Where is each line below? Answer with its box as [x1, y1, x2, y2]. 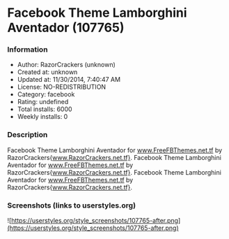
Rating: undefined [17, 98, 69, 106]
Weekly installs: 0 [17, 113, 68, 121]
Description [7, 130, 48, 140]
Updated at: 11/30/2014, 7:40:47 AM [17, 75, 120, 84]
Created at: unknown [17, 68, 78, 76]
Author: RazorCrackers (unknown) [17, 61, 116, 69]
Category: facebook [17, 90, 75, 99]
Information [7, 45, 48, 55]
